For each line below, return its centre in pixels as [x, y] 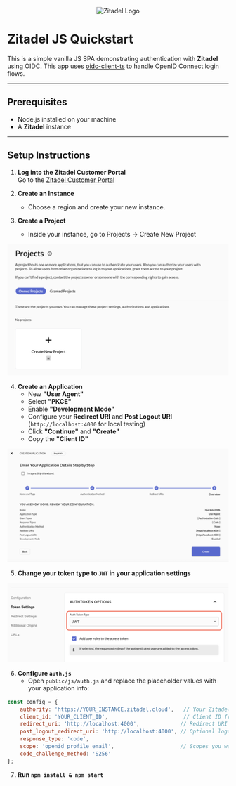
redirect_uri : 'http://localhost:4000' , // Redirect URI [124, 724]
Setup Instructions [49, 156]
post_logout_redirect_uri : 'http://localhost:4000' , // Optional [118, 732]
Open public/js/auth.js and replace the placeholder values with [122, 681]
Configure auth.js [44, 673]
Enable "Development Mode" [71, 409]
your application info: [59, 688]
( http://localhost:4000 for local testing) [87, 424]
